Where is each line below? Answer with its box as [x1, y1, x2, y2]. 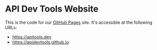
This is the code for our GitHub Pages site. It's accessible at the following [5, 19, 153, 25]
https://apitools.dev [12, 34, 52, 40]
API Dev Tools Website [5, 3, 99, 15]
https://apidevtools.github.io [12, 39, 69, 45]
